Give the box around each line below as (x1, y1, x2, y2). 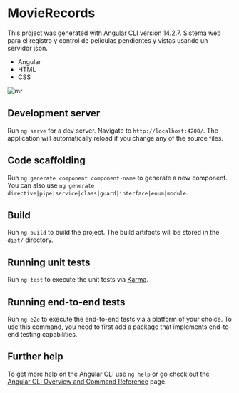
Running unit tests (7, 256, 91, 268)
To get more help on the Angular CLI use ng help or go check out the (7, 369, 210, 378)
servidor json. (7, 44, 48, 52)
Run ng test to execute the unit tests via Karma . (7, 275, 148, 284)
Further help (7, 351, 64, 363)
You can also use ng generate (7, 180, 95, 190)
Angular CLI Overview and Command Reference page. (7, 377, 167, 386)
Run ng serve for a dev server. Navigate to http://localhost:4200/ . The (7, 126, 219, 135)
